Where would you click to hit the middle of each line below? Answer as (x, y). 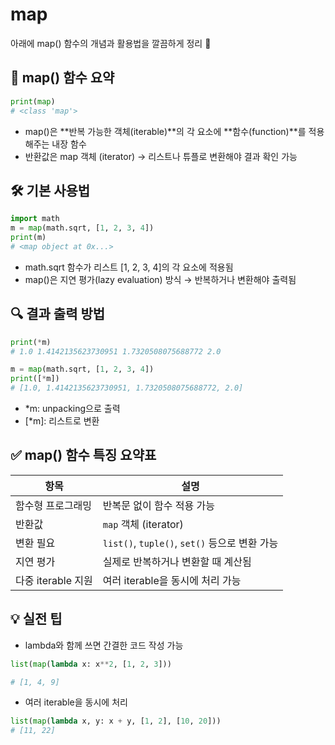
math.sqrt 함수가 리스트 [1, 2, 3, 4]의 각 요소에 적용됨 (129, 267)
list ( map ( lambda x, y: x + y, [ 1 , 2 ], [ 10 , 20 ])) (116, 721)
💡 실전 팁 (36, 619)
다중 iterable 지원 (54, 580)
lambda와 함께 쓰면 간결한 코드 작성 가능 (104, 645)
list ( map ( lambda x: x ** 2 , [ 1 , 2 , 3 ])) (91, 664)
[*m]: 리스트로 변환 (62, 421)
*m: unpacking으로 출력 (72, 408)
